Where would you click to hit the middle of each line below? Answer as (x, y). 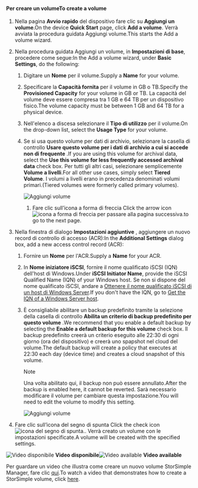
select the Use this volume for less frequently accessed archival (103, 160)
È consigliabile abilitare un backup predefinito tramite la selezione (103, 310)
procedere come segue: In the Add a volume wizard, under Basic (93, 58)
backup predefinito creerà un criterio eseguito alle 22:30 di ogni (101, 335)
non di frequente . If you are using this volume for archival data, (100, 154)
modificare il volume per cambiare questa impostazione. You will (101, 396)
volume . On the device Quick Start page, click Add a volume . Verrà (96, 28)
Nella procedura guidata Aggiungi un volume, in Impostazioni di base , (100, 52)
